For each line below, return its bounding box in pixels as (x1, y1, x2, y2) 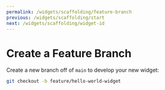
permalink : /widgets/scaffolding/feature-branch (6, 9, 132, 15)
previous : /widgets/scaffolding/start (6, 15, 105, 21)
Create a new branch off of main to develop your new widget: (6, 66, 160, 74)
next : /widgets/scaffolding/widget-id (6, 20, 105, 26)
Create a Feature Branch (6, 46, 132, 60)
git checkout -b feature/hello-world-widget (6, 78, 121, 85)
